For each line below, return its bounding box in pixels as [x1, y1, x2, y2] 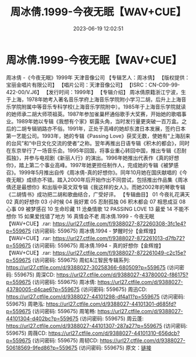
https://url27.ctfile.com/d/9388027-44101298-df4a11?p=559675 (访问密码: [6, 293, 185, 300]
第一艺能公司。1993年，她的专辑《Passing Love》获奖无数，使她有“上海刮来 [6, 132, 191, 139]
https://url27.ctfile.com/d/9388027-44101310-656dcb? [48, 330, 180, 337]
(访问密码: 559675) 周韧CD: [32, 337, 99, 344]
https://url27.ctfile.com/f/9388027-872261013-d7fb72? [52, 234, 185, 241]
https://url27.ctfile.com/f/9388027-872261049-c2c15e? [52, 249, 186, 256]
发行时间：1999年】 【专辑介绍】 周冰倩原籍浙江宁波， [49, 88, 181, 95]
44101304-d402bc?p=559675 [6, 315, 79, 322]
